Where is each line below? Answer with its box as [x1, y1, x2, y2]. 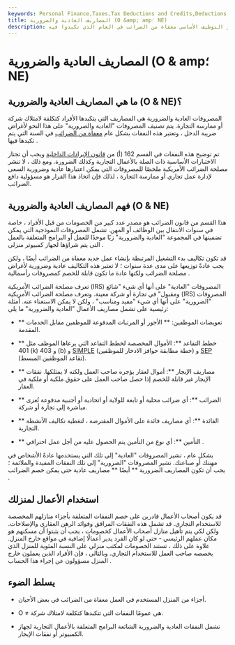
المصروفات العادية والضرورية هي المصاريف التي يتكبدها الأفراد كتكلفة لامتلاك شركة [8, 114, 222, 123]
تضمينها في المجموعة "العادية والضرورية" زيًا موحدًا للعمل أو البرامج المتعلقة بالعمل [8, 233, 222, 241]
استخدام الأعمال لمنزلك [8, 493, 99, 506]
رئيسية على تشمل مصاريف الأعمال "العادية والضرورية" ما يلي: [8, 305, 169, 313]
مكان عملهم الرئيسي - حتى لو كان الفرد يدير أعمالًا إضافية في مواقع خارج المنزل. [8, 534, 217, 542]
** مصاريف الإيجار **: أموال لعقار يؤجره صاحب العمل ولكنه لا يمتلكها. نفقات [17, 367, 215, 376]
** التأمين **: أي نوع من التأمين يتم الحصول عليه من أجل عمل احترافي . [17, 437, 204, 446]
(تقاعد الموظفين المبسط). [17, 354, 86, 363]
